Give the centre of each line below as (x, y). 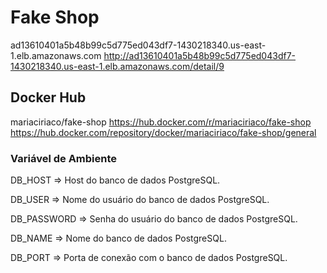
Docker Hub (48, 97)
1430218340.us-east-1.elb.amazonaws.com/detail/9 (117, 66)
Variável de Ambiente (64, 158)
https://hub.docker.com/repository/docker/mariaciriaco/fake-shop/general (163, 132)
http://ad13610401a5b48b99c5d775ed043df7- (200, 55)
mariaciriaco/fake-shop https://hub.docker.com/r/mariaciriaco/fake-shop (161, 122)
